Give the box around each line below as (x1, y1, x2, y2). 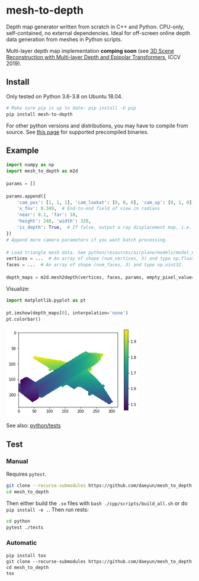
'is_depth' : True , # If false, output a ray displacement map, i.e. (17, 225, 192, 231)
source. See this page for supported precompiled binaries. (6, 128, 149, 135)
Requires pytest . (6, 471, 47, 478)
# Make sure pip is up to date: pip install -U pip (6, 105, 136, 111)
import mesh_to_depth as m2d (6, 168, 78, 174)
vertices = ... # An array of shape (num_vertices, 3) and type (6, 256, 171, 261)
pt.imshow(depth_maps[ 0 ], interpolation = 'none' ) (6, 309, 129, 316)
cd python (6, 518, 31, 524)
